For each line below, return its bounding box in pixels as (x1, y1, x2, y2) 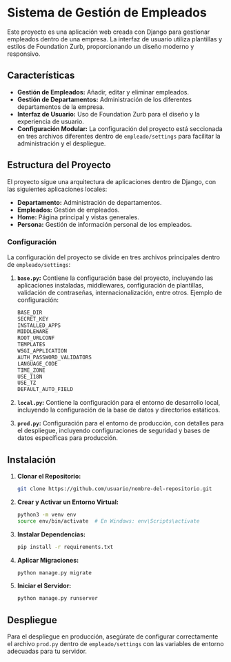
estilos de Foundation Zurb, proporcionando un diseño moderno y (7, 42, 194, 50)
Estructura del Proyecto (7, 159, 112, 171)
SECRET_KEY (17, 315, 49, 322)
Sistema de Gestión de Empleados (7, 5, 207, 21)
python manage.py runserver (17, 595, 98, 602)
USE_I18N (17, 373, 43, 380)
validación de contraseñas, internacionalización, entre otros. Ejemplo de (17, 288, 223, 297)
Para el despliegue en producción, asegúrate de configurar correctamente (7, 632, 219, 641)
